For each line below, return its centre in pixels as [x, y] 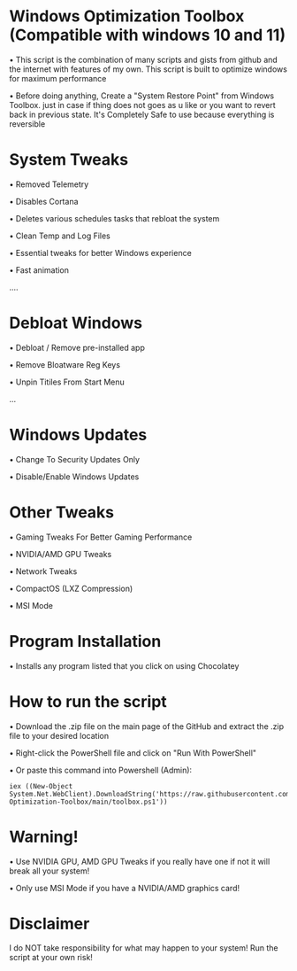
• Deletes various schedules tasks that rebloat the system [114, 218]
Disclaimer [49, 924]
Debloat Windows [76, 323]
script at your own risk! [51, 958]
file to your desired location [59, 735]
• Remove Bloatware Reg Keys [65, 364]
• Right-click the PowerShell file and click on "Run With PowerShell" [133, 753]
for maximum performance [58, 78]
